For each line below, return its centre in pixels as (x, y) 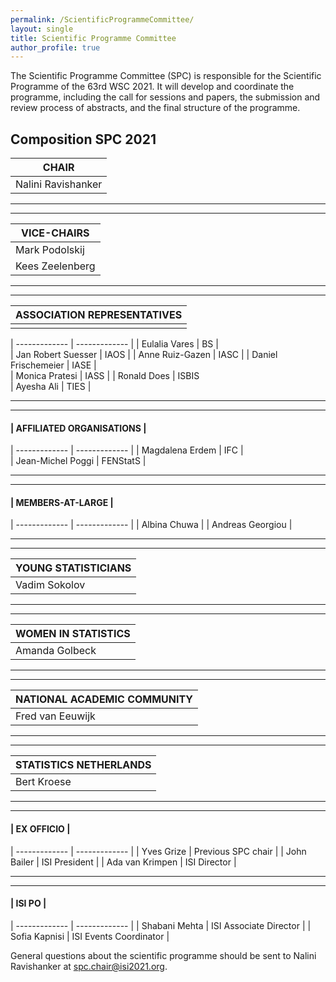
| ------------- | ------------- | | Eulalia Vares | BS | (114, 344)
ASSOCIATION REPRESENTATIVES (99, 315)
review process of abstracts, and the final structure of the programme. (155, 108)
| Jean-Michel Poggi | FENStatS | (78, 461)
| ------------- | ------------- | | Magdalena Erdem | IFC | (127, 450)
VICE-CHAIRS (55, 233)
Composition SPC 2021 (83, 139)
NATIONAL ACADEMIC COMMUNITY (104, 699)
